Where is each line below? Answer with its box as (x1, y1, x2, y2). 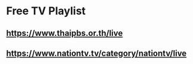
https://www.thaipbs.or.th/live (6, 28, 123, 38)
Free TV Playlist (6, 4, 86, 18)
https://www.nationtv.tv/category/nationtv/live (6, 48, 187, 58)
